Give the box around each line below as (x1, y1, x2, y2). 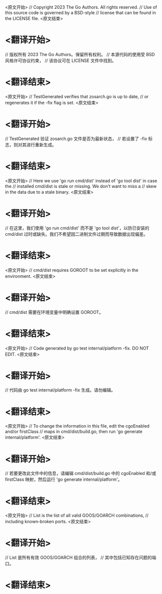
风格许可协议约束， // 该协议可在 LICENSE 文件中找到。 (5, 58, 117, 63)
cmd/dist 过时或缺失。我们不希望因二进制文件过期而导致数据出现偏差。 (5, 231, 148, 237)
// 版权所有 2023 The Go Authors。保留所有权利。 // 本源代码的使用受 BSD (5, 51, 155, 57)
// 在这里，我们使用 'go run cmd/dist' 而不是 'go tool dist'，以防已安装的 (5, 225, 150, 231)
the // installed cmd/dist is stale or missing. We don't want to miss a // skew (5, 183, 157, 189)
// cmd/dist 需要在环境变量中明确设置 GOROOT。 (5, 309, 103, 315)
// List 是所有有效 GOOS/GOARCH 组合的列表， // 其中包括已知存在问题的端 (5, 554, 156, 560)
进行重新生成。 (26, 142, 57, 147)
